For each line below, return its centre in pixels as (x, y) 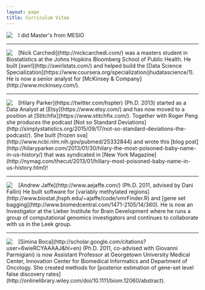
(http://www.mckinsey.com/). (43, 85)
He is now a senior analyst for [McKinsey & (60, 78)
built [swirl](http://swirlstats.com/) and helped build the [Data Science (94, 65)
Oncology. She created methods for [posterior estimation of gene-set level (100, 267)
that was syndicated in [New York (86, 154)
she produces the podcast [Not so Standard (62, 122)
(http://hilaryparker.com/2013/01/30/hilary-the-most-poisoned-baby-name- (101, 148)
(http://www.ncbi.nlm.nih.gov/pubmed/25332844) (69, 142)
